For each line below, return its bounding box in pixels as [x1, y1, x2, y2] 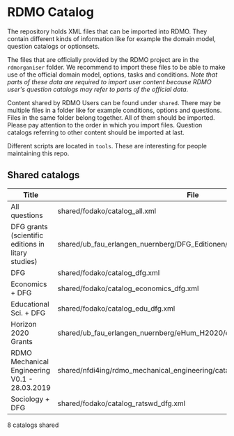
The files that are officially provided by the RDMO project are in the [7, 55, 200, 63]
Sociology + [10, 394, 50, 404]
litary [10, 248, 28, 258]
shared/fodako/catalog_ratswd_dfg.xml [57, 398, 186, 408]
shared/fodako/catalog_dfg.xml [57, 267, 160, 277]
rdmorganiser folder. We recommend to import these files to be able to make [7, 63, 226, 71]
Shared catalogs [7, 169, 80, 181]
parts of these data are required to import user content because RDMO [7, 77, 212, 86]
